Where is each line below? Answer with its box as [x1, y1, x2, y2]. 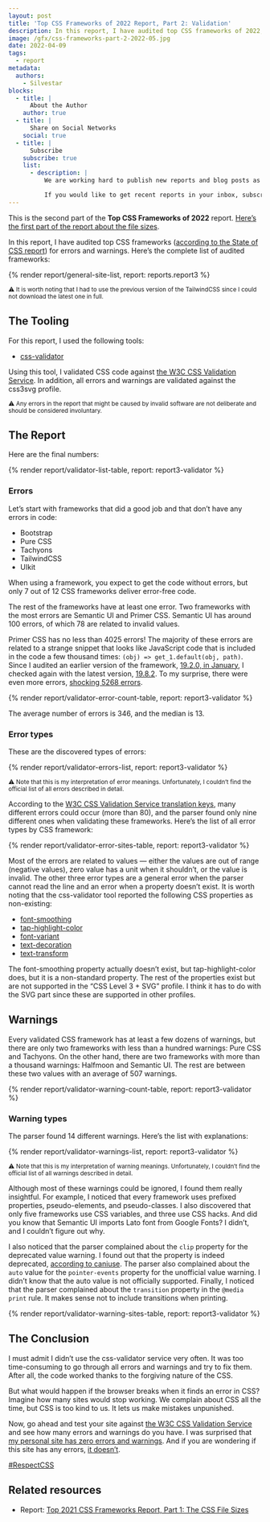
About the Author [29, 101, 88, 109]
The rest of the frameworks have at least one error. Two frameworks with [8, 601, 251, 612]
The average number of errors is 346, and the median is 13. [8, 708, 205, 718]
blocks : [8, 86, 35, 95]
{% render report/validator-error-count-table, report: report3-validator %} [8, 693, 253, 703]
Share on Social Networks [29, 124, 117, 132]
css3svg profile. [8, 384, 62, 394]
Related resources [8, 1483, 102, 1497]
